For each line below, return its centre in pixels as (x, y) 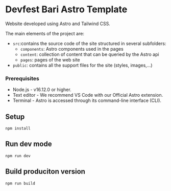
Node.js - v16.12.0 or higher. (42, 90)
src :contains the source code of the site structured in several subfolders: (89, 43)
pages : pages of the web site (50, 59)
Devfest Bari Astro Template (66, 9)
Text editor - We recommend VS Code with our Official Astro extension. (88, 95)
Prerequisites (22, 78)
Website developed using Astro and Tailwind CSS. (58, 24)
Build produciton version (45, 172)
